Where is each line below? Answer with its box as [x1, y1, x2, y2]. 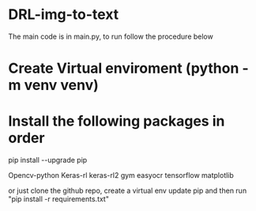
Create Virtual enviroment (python [8, 59, 239, 77]
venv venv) [24, 77, 99, 94]
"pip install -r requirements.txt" [8, 194, 109, 204]
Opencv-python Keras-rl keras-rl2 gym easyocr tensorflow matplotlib [8, 171, 235, 180]
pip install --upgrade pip [8, 156, 88, 165]
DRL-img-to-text [8, 6, 119, 24]
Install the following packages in [8, 112, 225, 130]
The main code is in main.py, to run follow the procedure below [8, 32, 213, 41]
